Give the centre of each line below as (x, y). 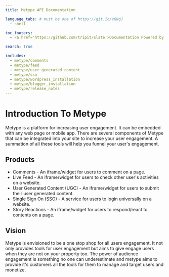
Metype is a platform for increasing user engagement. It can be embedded (83, 127)
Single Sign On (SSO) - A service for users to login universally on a (82, 199)
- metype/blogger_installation (43, 84)
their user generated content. (43, 193)
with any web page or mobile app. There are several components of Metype (85, 133)
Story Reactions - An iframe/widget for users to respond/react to (80, 209)
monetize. (16, 270)
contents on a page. (33, 215)
